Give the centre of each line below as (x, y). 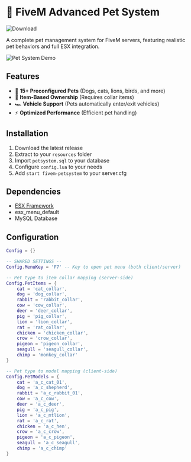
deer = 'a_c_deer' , (41, 404)
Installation (27, 134)
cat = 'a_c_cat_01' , (42, 382)
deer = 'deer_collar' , (45, 311)
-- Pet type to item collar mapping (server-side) (70, 278)
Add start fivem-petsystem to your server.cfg (71, 173)
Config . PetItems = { (32, 283)
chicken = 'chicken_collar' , (53, 333)
